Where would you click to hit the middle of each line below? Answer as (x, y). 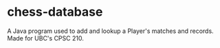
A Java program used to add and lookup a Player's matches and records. (111, 31)
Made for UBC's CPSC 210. (45, 38)
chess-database (55, 12)
